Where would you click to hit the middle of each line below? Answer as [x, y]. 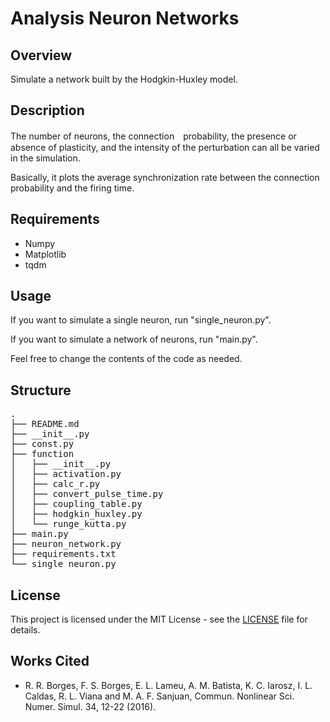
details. [25, 630]
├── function [42, 454]
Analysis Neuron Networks [125, 18]
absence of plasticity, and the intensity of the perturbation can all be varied [165, 147]
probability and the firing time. [72, 188]
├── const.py [42, 444]
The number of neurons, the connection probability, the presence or [153, 136]
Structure [41, 390]
